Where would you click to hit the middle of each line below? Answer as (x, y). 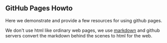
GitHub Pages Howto (39, 8)
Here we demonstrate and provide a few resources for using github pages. (84, 20)
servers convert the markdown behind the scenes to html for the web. (79, 35)
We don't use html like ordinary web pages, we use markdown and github (82, 30)
